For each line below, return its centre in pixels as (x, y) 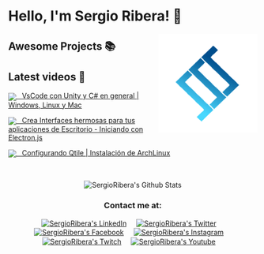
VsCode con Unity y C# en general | (81, 96)
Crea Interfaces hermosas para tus (79, 120)
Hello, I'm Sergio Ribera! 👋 (95, 16)
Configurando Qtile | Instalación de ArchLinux (96, 152)
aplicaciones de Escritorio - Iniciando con (76, 129)
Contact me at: (133, 205)
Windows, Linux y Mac (45, 105)
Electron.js (26, 137)
